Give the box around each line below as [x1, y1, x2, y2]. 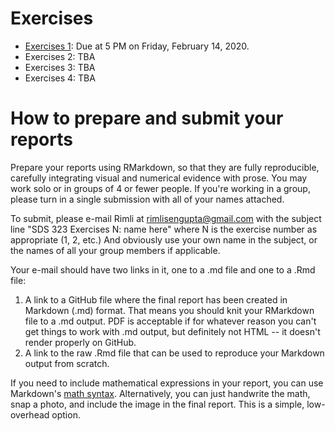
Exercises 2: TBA [24, 50, 96, 62]
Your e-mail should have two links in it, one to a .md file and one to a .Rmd [10, 263, 316, 276]
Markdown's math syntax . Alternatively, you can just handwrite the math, [10, 387, 311, 399]
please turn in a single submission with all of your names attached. [10, 193, 285, 205]
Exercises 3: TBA [24, 61, 96, 73]
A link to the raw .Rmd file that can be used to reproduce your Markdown [24, 347, 325, 359]
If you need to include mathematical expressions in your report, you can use [10, 377, 324, 389]
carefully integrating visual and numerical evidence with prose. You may [10, 172, 308, 184]
